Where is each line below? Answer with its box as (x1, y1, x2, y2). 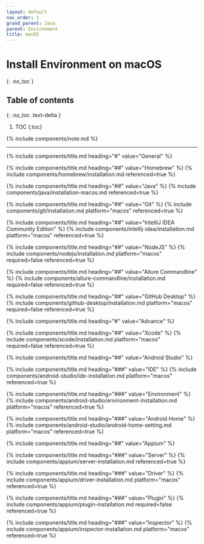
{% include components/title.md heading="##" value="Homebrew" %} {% (6, 164, 193, 171)
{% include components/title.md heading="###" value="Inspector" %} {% (6, 518, 192, 526)
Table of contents (6, 95, 74, 106)
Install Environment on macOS (6, 58, 162, 72)
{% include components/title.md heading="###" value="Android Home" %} (6, 415, 195, 422)
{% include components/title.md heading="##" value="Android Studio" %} (6, 353, 193, 361)
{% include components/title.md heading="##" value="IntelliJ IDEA (6, 219, 175, 226)
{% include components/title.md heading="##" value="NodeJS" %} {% (6, 243, 185, 251)
